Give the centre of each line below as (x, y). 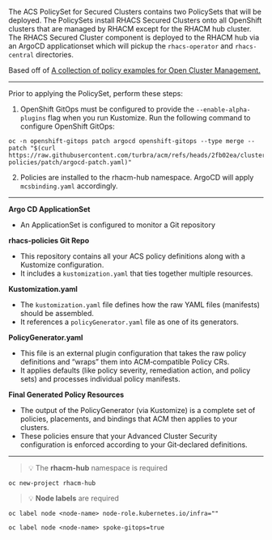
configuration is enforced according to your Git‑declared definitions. (134, 445)
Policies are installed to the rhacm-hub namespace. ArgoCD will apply (137, 177)
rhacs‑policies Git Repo (49, 240)
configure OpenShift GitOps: (67, 126)
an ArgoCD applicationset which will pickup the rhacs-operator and (121, 46)
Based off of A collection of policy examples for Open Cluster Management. (134, 70)
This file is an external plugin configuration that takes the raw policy (133, 353)
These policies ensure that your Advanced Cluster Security (119, 436)
